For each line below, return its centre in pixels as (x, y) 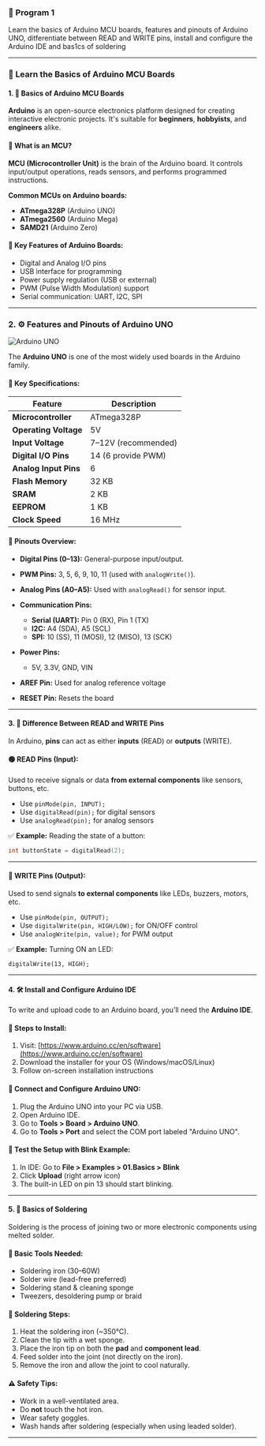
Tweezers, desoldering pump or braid (80, 1296)
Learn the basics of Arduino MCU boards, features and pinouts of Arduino (128, 30)
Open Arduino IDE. (50, 1114)
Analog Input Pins (47, 469)
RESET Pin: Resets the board (67, 698)
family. (19, 365)
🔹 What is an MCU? (40, 146)
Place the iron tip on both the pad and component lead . (110, 1348)
